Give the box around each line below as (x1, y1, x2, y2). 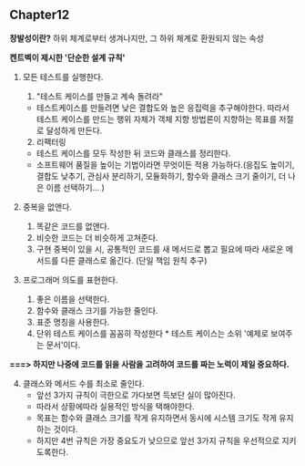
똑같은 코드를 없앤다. (36, 221, 110, 232)
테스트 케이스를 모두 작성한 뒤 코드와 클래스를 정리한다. (36, 148, 231, 159)
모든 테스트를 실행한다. (22, 71, 104, 82)
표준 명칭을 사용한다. (36, 316, 110, 327)
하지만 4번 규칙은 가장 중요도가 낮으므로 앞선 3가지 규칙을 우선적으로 (36, 435, 280, 446)
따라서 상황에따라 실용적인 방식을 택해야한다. (36, 400, 195, 411)
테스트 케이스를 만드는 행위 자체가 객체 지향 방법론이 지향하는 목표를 (36, 113, 278, 124)
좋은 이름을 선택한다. (36, 294, 110, 305)
